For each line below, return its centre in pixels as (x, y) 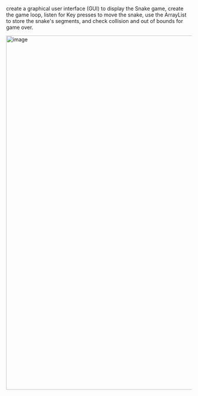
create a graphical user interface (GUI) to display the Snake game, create (95, 9)
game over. (20, 27)
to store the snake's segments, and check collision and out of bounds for (95, 21)
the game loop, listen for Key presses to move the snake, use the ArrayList (96, 15)
